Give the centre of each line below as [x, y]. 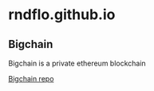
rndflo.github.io [62, 15]
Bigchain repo [31, 79]
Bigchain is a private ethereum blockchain [77, 63]
